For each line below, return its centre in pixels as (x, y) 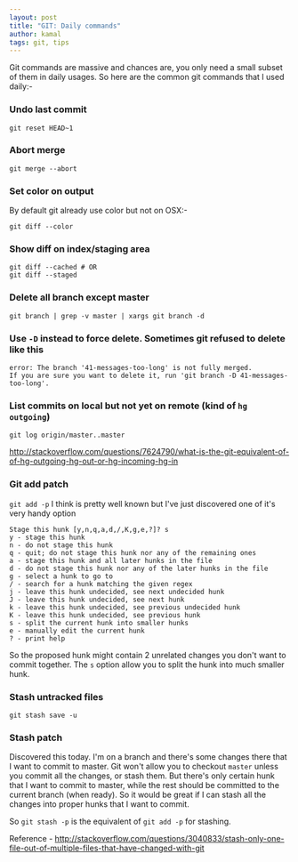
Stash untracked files (56, 697)
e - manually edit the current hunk (77, 631)
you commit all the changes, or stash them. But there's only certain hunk (142, 776)
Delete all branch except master (79, 297)
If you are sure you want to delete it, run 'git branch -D (123, 376)
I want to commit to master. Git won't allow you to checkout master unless (144, 767)
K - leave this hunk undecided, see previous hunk (105, 615)
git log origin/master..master (67, 435)
